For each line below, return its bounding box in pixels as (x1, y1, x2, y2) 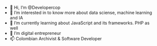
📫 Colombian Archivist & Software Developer (9, 36, 102, 41)
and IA (9, 15, 23, 20)
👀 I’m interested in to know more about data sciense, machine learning (9, 10, 152, 15)
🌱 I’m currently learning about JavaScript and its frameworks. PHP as (9, 20, 150, 26)
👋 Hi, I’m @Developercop (9, 5, 60, 10)
